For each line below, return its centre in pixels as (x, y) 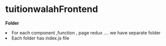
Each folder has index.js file (41, 38)
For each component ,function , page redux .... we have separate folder (86, 32)
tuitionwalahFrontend (52, 9)
